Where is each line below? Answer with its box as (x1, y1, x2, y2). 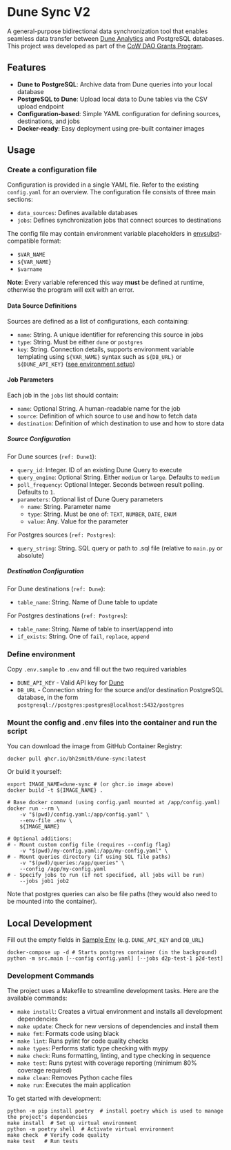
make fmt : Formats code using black (17, 1030, 119, 1038)
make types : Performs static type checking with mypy (17, 1044, 169, 1052)
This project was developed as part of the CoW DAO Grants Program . (7, 41, 204, 50)
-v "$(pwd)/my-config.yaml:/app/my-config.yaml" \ (19, 848, 168, 855)
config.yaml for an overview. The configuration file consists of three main (7, 188, 216, 196)
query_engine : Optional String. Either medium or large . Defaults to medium (17, 473, 220, 481)
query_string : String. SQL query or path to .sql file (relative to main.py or (17, 544, 223, 552)
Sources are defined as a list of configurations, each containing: (7, 317, 190, 325)
